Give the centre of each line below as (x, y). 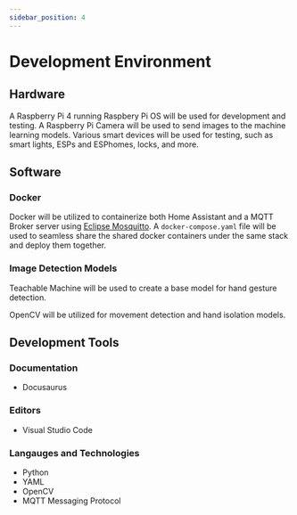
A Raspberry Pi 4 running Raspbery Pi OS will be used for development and (148, 116)
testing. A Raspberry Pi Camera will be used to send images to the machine (148, 125)
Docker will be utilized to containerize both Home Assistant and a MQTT (141, 217)
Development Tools (64, 343)
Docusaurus (45, 388)
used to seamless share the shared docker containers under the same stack (149, 236)
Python (35, 472)
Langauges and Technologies (74, 453)
